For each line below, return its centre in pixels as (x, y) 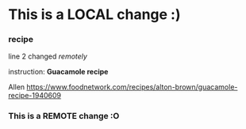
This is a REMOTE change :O (64, 116)
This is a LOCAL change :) (94, 15)
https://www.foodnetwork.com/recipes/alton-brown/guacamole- (132, 87)
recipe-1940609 (35, 96)
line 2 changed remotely (48, 56)
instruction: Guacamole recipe (58, 72)
